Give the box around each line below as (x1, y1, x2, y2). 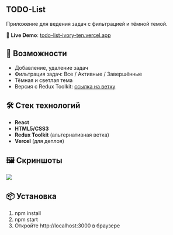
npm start (14, 216, 38, 223)
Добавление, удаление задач (14, 64, 89, 71)
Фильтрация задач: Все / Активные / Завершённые (14, 70, 143, 77)
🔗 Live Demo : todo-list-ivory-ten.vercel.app (6, 32, 111, 39)
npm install (14, 210, 41, 217)
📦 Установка (6, 191, 57, 201)
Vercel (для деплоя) (14, 138, 64, 145)
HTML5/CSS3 (14, 125, 49, 132)
